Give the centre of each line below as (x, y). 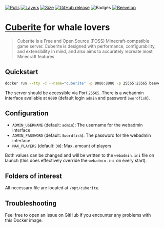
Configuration (27, 114)
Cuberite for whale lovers (58, 27)
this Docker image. (24, 220)
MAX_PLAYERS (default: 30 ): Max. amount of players (62, 146)
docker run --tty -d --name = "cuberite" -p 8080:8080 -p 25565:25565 (76, 83)
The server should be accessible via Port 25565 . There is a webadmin (74, 93)
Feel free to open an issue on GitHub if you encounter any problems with (78, 215)
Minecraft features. (36, 56)
